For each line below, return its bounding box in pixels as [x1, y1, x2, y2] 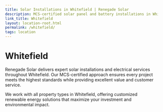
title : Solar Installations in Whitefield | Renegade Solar [5, 7, 130, 12]
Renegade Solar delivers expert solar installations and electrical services [5, 66, 150, 72]
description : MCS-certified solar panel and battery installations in [5, 12, 151, 16]
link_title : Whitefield [5, 16, 53, 21]
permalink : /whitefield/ [5, 25, 55, 30]
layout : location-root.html [5, 20, 62, 26]
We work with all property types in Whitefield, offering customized [5, 91, 138, 97]
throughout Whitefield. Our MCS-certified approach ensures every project [5, 71, 153, 78]
